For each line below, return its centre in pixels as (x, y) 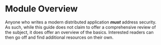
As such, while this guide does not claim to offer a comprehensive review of (80, 27)
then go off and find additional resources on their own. (59, 37)
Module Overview (42, 9)
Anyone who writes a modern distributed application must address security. (81, 22)
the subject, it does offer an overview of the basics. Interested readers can (79, 32)
